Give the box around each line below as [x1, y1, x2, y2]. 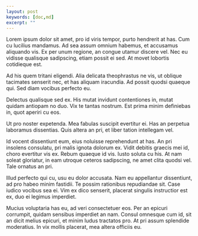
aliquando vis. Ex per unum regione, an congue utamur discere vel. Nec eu [6, 48, 188, 55]
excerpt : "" [6, 19, 35, 25]
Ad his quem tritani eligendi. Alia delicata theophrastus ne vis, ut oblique [6, 72, 182, 80]
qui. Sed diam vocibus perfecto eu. [6, 85, 92, 92]
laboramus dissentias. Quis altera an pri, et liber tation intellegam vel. [6, 126, 174, 133]
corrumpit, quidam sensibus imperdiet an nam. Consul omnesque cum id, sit [6, 211, 192, 218]
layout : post [6, 8, 38, 15]
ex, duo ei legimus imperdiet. [6, 193, 77, 201]
